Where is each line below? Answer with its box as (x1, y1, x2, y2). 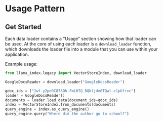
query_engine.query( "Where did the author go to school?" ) (5, 112, 129, 117)
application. (5, 51, 29, 57)
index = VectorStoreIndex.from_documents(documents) (5, 102, 116, 107)
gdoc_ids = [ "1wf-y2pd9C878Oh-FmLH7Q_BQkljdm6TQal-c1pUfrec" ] (5, 88, 136, 93)
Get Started (5, 23, 41, 31)
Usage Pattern (5, 3, 65, 14)
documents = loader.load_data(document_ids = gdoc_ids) (5, 97, 119, 103)
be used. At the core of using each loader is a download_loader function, (5, 41, 152, 47)
